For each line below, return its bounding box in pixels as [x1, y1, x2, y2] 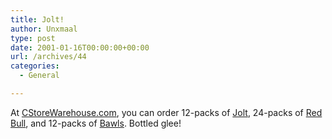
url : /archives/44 [10, 52, 87, 62]
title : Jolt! [10, 14, 65, 25]
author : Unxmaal [10, 24, 78, 34]
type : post [10, 33, 56, 43]
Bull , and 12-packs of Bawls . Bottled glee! [10, 117, 182, 129]
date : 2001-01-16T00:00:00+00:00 [10, 42, 150, 53]
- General [19, 71, 60, 81]
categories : [10, 61, 60, 71]
